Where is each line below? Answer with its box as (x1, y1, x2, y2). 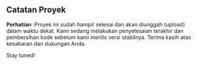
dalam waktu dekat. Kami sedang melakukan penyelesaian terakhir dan (6, 27, 184, 34)
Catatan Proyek (6, 5, 66, 15)
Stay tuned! (6, 51, 35, 59)
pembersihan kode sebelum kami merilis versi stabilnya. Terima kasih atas (6, 33, 192, 41)
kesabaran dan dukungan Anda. (6, 40, 86, 47)
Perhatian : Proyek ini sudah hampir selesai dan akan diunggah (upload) (6, 20, 185, 28)
